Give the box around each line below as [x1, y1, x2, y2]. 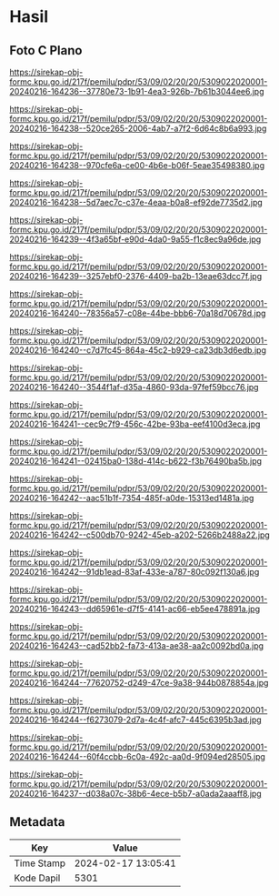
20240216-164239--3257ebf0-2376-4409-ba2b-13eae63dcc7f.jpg [9, 271, 262, 281]
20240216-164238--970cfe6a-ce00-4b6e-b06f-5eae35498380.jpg [9, 160, 265, 170]
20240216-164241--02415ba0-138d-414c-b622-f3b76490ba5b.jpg [9, 456, 262, 466]
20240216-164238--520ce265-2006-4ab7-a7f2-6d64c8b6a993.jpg [9, 123, 267, 134]
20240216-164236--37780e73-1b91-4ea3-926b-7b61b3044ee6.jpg [9, 86, 265, 96]
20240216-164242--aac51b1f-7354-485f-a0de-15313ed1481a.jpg [9, 493, 254, 503]
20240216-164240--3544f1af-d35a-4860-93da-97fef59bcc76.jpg [9, 382, 259, 392]
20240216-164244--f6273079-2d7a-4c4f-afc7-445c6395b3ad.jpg [9, 714, 262, 725]
